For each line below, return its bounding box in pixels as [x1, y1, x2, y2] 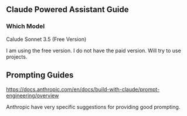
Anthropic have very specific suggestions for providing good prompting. [6, 103, 181, 110]
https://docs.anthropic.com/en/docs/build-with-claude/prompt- [6, 86, 160, 93]
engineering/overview [6, 92, 59, 99]
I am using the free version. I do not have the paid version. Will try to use [6, 47, 182, 54]
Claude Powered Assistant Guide [6, 5, 129, 15]
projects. [6, 53, 28, 60]
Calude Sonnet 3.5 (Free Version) [6, 35, 87, 43]
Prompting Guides [6, 70, 74, 80]
